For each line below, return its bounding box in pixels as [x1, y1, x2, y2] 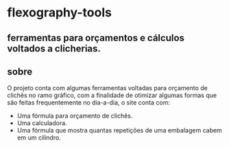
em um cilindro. [16, 133, 62, 142]
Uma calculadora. [16, 119, 67, 127]
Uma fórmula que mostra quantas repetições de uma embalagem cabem [16, 126, 223, 135]
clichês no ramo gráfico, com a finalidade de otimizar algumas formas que [7, 91, 217, 100]
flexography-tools [7, 5, 112, 21]
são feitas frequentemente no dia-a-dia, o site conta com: [7, 98, 170, 107]
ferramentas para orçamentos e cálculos [7, 32, 185, 44]
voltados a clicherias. [7, 42, 101, 54]
